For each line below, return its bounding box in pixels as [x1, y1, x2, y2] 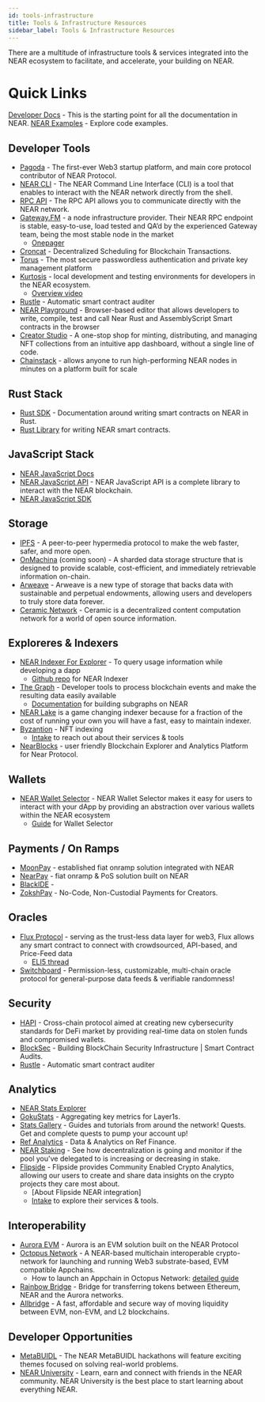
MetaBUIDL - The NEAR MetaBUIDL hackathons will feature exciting [19, 1351, 241, 1361]
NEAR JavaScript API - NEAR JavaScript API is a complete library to [19, 477, 240, 486]
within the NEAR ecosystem [19, 811, 111, 820]
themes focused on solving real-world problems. [19, 1359, 179, 1369]
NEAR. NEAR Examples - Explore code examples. [8, 119, 168, 128]
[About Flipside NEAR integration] [31, 1188, 142, 1197]
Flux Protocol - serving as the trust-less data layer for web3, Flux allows [19, 932, 255, 941]
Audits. [19, 1051, 44, 1060]
